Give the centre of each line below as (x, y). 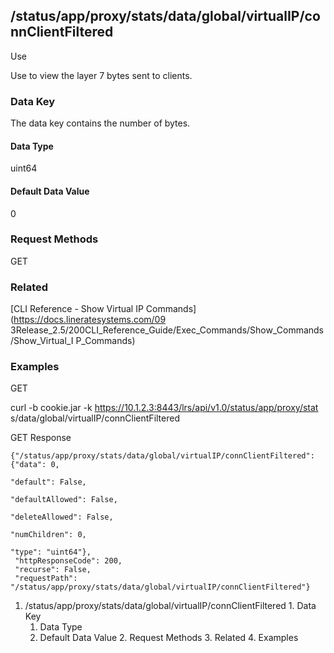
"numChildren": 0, (48, 535)
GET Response (41, 438)
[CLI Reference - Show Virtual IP (77, 309)
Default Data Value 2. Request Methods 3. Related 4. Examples (169, 638)
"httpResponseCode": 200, (68, 561)
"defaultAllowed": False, (64, 500)
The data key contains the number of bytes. (100, 123)
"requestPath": (46, 579)
